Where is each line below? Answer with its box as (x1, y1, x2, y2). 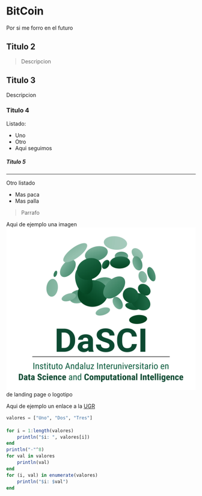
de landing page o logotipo (6, 390, 73, 398)
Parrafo (20, 209, 40, 216)
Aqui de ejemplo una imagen (6, 220, 77, 227)
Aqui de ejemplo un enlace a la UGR (6, 402, 95, 410)
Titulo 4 (6, 106, 29, 115)
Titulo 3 (6, 75, 36, 86)
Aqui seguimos (14, 144, 52, 151)
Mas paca (14, 191, 40, 198)
